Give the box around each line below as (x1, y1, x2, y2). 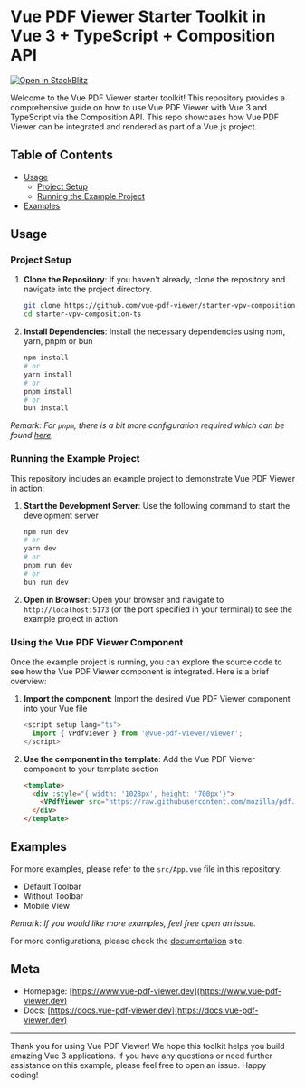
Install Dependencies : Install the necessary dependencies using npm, (23, 326, 286, 337)
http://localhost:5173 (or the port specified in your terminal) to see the (23, 604, 293, 615)
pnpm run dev (23, 561, 73, 570)
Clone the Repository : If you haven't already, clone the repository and (23, 274, 286, 285)
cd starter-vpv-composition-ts (23, 310, 142, 319)
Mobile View (23, 900, 71, 911)
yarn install (23, 369, 73, 379)
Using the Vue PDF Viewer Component (10, 635, 184, 648)
